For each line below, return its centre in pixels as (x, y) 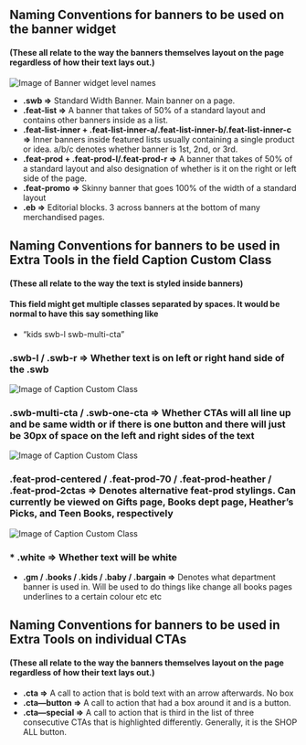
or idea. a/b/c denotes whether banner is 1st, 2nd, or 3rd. (130, 149)
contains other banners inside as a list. (95, 120)
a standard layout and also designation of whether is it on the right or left (159, 168)
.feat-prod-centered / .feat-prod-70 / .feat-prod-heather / (141, 479)
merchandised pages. (63, 217)
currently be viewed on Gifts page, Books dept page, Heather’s (152, 502)
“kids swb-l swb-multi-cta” (74, 334)
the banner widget (63, 30)
